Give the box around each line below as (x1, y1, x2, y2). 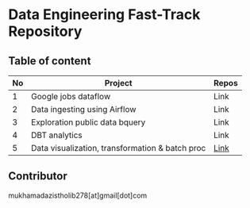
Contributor (8, 169, 67, 183)
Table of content (8, 54, 91, 67)
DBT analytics (31, 129, 83, 141)
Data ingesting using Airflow (31, 104, 137, 114)
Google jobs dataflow (31, 91, 111, 102)
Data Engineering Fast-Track (8, 6, 201, 24)
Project (104, 78, 133, 88)
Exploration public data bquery (31, 117, 146, 128)
